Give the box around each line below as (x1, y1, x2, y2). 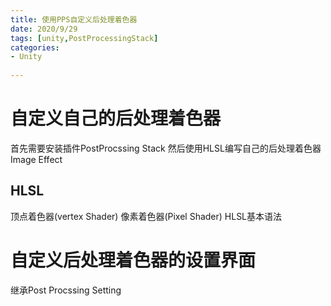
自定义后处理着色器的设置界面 (10, 249, 257, 271)
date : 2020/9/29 (10, 24, 78, 34)
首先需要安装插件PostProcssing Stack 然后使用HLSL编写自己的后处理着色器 (10, 142, 322, 154)
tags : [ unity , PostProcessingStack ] (10, 33, 159, 43)
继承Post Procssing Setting (10, 284, 122, 296)
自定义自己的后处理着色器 (10, 107, 222, 130)
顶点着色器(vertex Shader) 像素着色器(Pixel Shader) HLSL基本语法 (10, 210, 283, 222)
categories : (10, 42, 60, 53)
